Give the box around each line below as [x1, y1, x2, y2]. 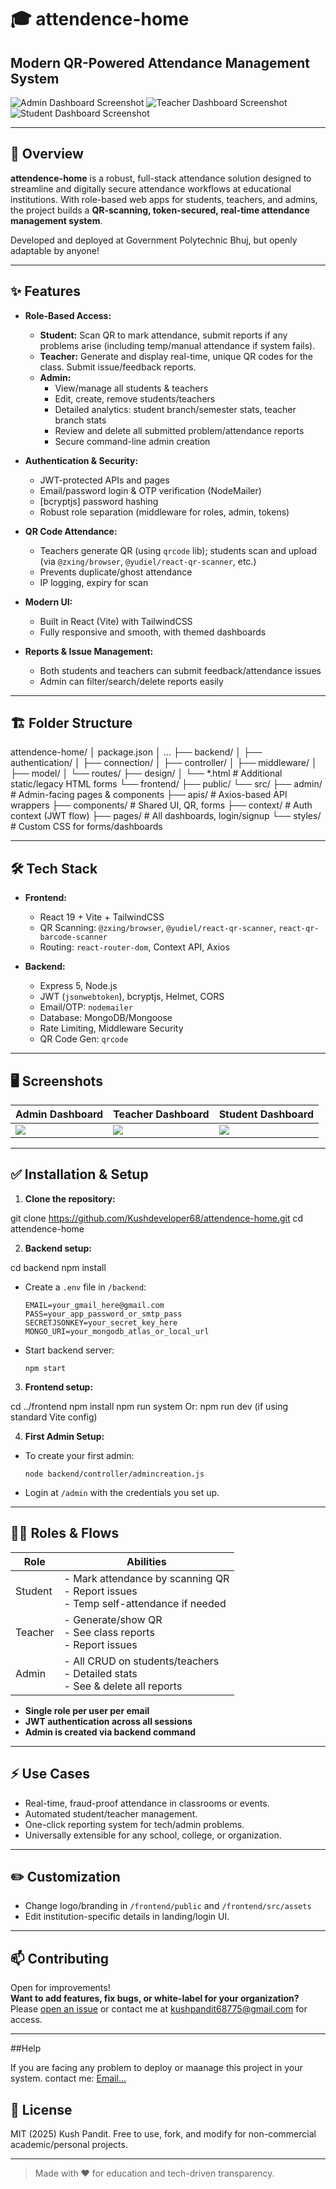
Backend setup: [24, 1242, 92, 1254]
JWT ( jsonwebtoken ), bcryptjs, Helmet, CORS [39, 991, 225, 1003]
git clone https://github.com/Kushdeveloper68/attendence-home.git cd [10, 1212, 304, 1224]
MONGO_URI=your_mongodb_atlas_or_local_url [24, 1326, 210, 1336]
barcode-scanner [39, 932, 108, 943]
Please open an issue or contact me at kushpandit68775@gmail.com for [10, 2003, 308, 2015]
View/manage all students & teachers [54, 382, 209, 394]
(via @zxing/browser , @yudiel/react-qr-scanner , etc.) [39, 555, 257, 567]
